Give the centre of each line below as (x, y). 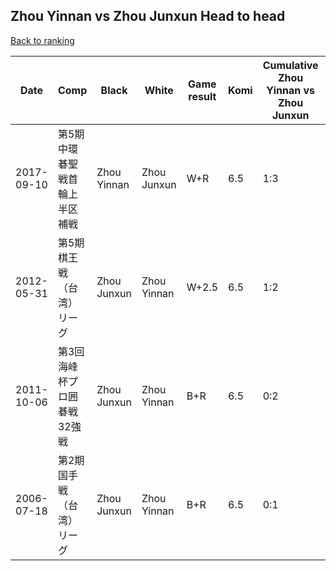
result (202, 96)
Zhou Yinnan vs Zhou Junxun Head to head (148, 16)
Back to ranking (42, 40)
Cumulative (290, 65)
